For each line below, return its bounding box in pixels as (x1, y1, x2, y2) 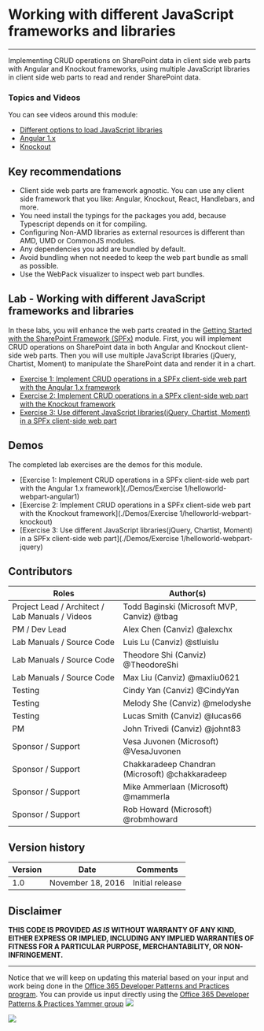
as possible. (19, 261, 59, 271)
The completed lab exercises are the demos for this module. (8, 459, 203, 469)
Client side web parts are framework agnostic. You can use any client (19, 186, 245, 195)
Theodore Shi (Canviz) (123, 650, 207, 661)
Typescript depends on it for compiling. (19, 219, 148, 229)
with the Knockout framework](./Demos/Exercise (19, 508, 178, 517)
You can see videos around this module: (8, 110, 138, 120)
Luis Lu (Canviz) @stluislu (123, 636, 219, 647)
